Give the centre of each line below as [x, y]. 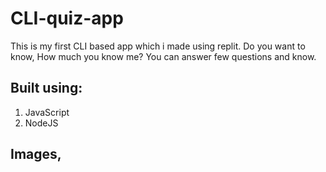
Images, [36, 154]
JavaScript [47, 112]
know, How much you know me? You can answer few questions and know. [163, 56]
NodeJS [41, 123]
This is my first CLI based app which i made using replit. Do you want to [158, 46]
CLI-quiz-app [67, 18]
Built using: [46, 88]
